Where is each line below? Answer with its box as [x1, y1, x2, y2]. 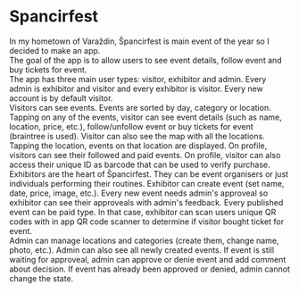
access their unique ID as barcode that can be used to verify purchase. [9, 159, 270, 170]
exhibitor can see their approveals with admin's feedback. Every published [9, 197, 284, 207]
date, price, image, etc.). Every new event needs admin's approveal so [9, 188, 269, 198]
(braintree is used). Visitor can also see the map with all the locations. [9, 130, 265, 141]
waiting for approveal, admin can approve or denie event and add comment [9, 254, 287, 264]
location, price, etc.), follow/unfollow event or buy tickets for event [9, 121, 254, 131]
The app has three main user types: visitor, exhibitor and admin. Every [9, 73, 267, 84]
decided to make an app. [9, 45, 101, 55]
